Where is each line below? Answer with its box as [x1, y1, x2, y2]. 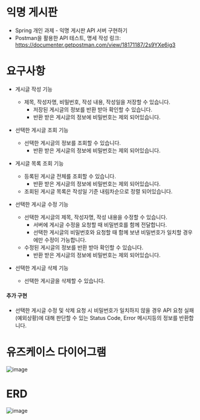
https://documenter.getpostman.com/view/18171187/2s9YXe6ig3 [15, 41, 176, 48]
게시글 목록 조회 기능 [15, 159, 64, 167]
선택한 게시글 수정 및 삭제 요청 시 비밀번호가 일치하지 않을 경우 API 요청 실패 [15, 307, 195, 314]
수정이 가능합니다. [44, 236, 87, 243]
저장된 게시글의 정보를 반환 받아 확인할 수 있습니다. [33, 105, 153, 113]
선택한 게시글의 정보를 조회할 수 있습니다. [24, 139, 121, 146]
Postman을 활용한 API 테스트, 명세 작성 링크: [15, 34, 121, 41]
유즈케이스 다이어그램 [6, 345, 107, 359]
